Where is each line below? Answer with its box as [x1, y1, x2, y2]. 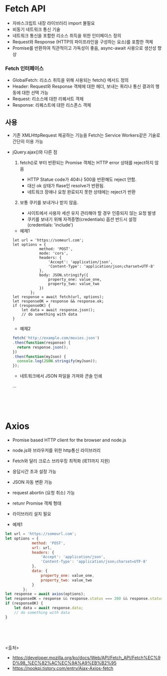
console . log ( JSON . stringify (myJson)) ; [17, 359, 97, 364]
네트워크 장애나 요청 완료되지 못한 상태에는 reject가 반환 [27, 189, 136, 195]
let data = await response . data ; [14, 606, 83, 611]
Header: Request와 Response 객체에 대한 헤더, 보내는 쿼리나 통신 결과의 [12, 83, 155, 90]
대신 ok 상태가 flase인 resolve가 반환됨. [27, 183, 105, 189]
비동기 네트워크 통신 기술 [12, 26, 61, 32]
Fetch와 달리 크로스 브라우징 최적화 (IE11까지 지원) [12, 458, 110, 464]
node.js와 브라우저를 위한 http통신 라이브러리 [12, 447, 101, 453]
